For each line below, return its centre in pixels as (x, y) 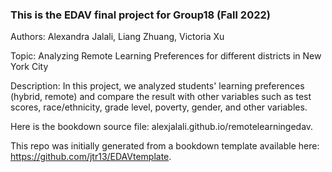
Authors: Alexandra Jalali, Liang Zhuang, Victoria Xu (117, 37)
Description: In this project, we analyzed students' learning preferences (157, 86)
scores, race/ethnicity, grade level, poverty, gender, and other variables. (159, 107)
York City (29, 67)
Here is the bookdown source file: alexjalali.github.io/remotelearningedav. (162, 127)
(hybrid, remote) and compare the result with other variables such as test (161, 97)
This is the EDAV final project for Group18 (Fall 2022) (140, 15)
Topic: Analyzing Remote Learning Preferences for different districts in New (166, 56)
